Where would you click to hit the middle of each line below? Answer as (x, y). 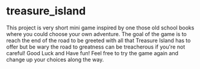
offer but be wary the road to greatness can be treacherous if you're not (96, 47)
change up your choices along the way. (55, 59)
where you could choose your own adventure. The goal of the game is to (96, 34)
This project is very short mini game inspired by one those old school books (100, 28)
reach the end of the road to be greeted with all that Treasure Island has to (98, 40)
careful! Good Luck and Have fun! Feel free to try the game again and (92, 53)
